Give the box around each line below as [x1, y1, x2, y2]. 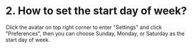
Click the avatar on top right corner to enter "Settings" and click [5, 24, 162, 31]
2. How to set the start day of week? [5, 4, 187, 18]
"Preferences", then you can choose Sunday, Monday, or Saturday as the [5, 30, 185, 37]
